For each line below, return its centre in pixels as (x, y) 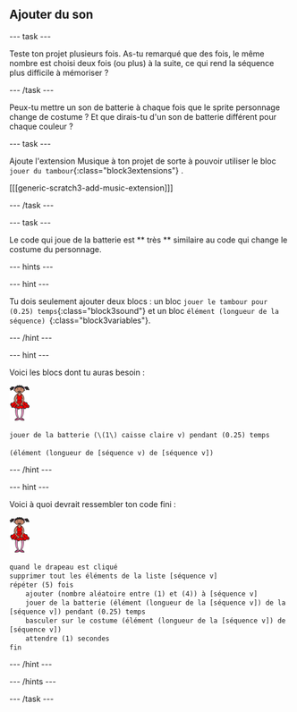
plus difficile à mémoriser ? (59, 72)
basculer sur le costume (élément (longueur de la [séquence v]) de (156, 621)
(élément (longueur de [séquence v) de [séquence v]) (112, 453)
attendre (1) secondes (68, 639)
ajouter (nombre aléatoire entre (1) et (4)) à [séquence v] (141, 594)
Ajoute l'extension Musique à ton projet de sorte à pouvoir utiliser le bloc (143, 161)
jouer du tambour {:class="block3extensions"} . (96, 170)
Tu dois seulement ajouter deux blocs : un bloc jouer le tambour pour (139, 301)
